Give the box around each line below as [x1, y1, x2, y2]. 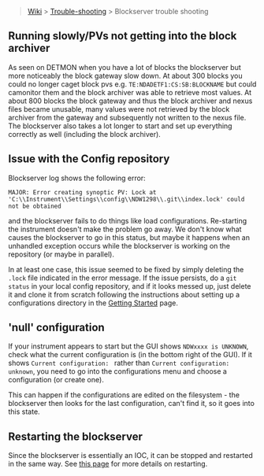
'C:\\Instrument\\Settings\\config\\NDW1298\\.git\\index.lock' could [8, 195, 245, 203]
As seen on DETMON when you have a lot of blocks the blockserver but [8, 62, 242, 72]
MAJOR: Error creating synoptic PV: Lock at [8, 188, 157, 196]
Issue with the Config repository [8, 153, 170, 166]
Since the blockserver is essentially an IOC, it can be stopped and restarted [8, 451, 254, 460]
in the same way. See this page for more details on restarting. [8, 459, 208, 469]
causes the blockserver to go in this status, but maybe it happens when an [8, 232, 251, 242]
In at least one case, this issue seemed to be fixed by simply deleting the [8, 264, 244, 274]
